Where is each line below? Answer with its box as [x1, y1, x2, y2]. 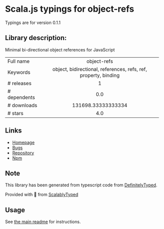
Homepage [12, 139, 35, 145]
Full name [7, 58, 30, 65]
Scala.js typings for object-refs [5, 3, 134, 15]
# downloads [7, 102, 38, 109]
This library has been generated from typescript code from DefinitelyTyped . [5, 182, 158, 188]
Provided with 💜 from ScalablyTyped [5, 192, 79, 198]
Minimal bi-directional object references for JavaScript [5, 46, 115, 52]
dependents [7, 94, 35, 101]
